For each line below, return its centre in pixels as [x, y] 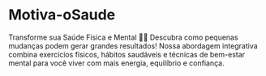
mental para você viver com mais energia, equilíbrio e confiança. [116, 63]
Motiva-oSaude [62, 15]
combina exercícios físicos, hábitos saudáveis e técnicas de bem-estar [127, 54]
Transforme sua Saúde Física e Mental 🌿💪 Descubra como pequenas [123, 37]
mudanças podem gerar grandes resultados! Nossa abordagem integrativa [133, 45]
